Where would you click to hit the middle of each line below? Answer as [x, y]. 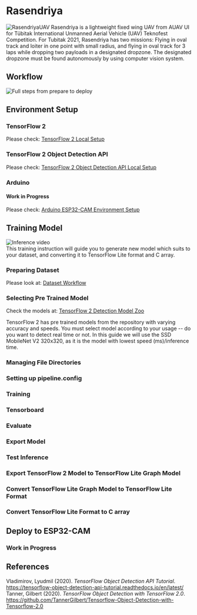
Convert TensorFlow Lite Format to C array [68, 512]
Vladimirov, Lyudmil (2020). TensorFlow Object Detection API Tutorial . [91, 581]
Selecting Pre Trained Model [47, 298]
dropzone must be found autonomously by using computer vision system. [95, 58]
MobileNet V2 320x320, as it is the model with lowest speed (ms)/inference [98, 341]
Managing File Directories [44, 363]
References [28, 567]
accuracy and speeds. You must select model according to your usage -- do [98, 328]
